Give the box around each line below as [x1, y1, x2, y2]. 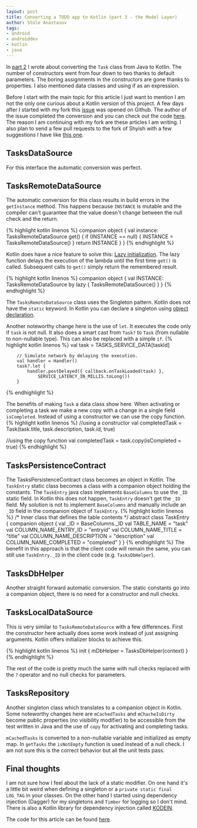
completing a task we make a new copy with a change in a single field [6, 407, 175, 414]
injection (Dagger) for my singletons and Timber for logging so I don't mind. [6, 798, 188, 806]
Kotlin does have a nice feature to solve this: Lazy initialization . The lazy [6, 251, 181, 258]
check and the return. [6, 215, 59, 222]
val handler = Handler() [16, 358, 78, 364]
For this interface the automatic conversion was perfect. [6, 163, 142, 171]
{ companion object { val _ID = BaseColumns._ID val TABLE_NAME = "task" [6, 520, 188, 527]
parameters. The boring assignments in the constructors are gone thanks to [6, 76, 190, 83]
